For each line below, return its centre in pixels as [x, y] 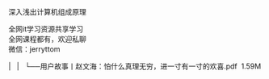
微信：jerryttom [34, 49]
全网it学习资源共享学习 [46, 29]
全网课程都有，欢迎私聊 [47, 39]
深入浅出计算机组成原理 [47, 12]
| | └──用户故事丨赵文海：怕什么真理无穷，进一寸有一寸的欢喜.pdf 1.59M [135, 66]
